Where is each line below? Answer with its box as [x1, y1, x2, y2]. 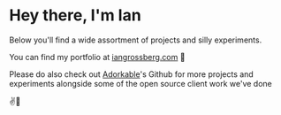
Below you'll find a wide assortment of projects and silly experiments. [9, 34, 262, 45]
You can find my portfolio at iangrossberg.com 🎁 [9, 51, 186, 62]
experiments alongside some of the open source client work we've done [9, 78, 272, 88]
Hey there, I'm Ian [9, 5, 141, 26]
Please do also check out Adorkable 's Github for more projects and [9, 68, 254, 80]
